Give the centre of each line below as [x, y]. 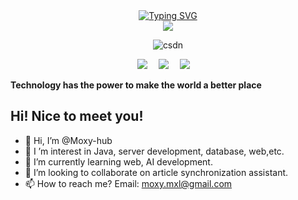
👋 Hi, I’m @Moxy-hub [68, 140]
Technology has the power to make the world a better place [136, 85]
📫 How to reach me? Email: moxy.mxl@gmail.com [128, 183]
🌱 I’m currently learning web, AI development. [118, 161]
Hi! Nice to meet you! [77, 116]
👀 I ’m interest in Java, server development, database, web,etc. [154, 151]
